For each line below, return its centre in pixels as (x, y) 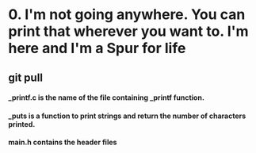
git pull (26, 77)
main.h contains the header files (63, 142)
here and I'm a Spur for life (97, 48)
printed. (22, 124)
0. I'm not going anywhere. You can (127, 15)
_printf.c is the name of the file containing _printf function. (106, 98)
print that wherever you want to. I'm (128, 31)
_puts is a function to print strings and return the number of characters (127, 116)
